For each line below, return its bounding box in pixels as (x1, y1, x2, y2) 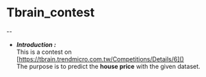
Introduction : (16, 40, 56, 48)
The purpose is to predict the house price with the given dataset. (16, 62, 201, 70)
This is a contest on (16, 48, 73, 56)
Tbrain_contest (6, 5, 95, 20)
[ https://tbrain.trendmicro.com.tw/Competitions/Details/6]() (16, 55, 184, 63)
